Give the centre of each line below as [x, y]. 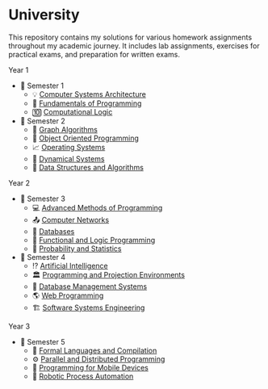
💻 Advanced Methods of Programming [97, 207]
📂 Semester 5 [43, 341]
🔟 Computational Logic [72, 111]
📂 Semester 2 [43, 121]
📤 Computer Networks [71, 220]
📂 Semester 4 [43, 257]
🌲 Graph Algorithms [65, 129]
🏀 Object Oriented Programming [85, 138]
